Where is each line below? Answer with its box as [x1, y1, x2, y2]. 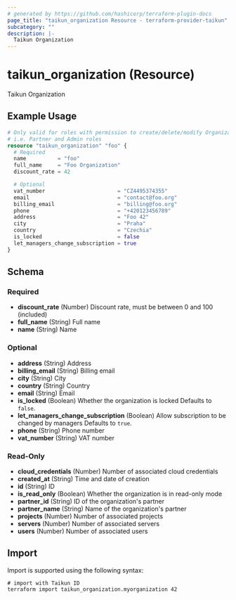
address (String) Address [17, 359, 92, 367]
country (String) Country [17, 381, 90, 390]
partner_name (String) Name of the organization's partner [17, 504, 188, 513]
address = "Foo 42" [13, 214, 150, 221]
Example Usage [7, 110, 77, 122]
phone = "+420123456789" [13, 207, 171, 215]
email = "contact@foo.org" [13, 194, 178, 201]
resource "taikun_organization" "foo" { [7, 142, 128, 149]
